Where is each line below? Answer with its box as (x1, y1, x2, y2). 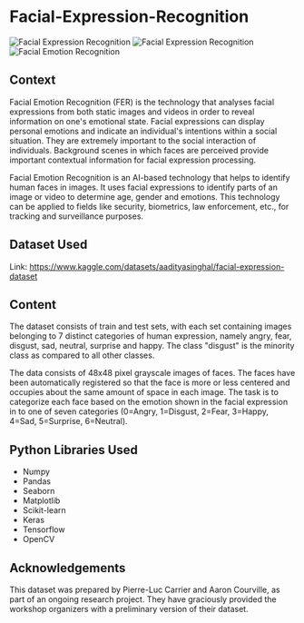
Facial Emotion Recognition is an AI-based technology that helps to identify (9, 172, 290, 183)
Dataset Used (9, 237, 88, 252)
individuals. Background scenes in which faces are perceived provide (9, 144, 270, 155)
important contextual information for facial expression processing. (9, 154, 257, 165)
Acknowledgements (9, 560, 126, 576)
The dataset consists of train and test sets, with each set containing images (9, 321, 292, 332)
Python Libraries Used (9, 442, 139, 458)
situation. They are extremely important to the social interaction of (9, 134, 257, 146)
